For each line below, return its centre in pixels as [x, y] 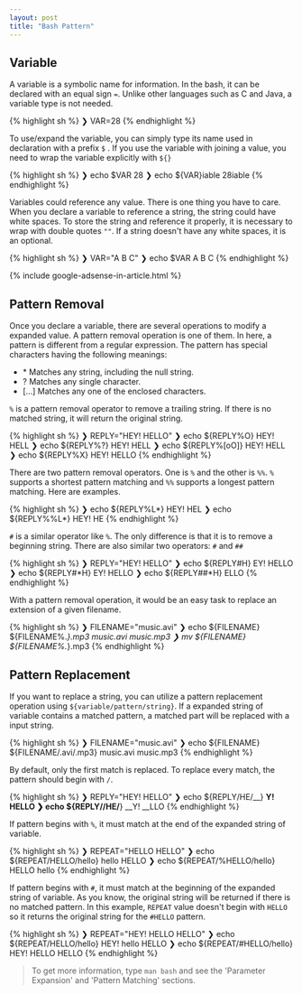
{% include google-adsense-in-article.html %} [96, 275]
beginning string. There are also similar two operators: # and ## [126, 546]
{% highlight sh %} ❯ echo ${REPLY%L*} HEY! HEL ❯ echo [120, 509]
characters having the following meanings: [88, 355]
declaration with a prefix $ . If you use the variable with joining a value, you [148, 148]
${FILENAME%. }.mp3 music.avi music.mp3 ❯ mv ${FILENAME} [128, 636]
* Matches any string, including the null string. [108, 372]
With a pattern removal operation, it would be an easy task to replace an [143, 600]
